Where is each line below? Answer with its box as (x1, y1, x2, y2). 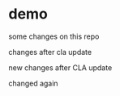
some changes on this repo (8, 31, 100, 41)
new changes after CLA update (8, 62, 113, 73)
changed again (8, 78, 58, 88)
